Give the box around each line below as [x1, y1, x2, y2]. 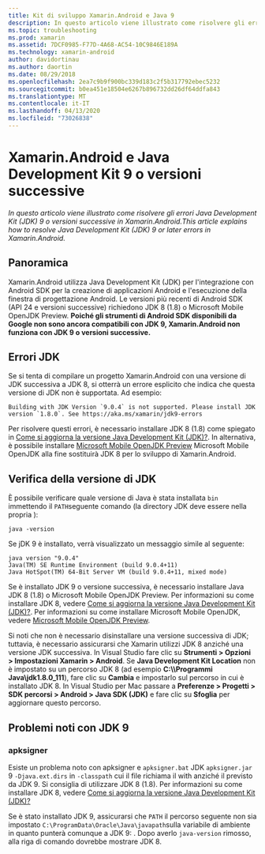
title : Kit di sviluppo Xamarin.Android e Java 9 [8, 11, 175, 20]
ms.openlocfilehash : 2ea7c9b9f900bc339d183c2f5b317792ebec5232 [8, 77, 221, 85]
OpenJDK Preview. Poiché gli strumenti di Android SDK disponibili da [8, 310, 237, 320]
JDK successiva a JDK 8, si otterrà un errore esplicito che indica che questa [8, 380, 256, 389]
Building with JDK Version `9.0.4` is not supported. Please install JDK [8, 404, 256, 412]
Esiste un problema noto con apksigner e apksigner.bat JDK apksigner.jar [8, 762, 252, 772]
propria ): [8, 510, 39, 520]
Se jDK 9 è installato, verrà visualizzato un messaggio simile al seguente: [8, 539, 244, 549]
